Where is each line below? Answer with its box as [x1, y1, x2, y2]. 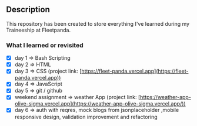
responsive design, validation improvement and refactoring [14, 113, 158, 120]
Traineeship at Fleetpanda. [6, 26, 71, 33]
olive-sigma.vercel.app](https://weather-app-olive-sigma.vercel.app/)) [14, 100, 186, 107]
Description [6, 5, 50, 15]
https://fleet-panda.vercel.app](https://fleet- [81, 67, 189, 75]
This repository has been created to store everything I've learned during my [6, 20, 190, 27]
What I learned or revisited [6, 41, 84, 49]
